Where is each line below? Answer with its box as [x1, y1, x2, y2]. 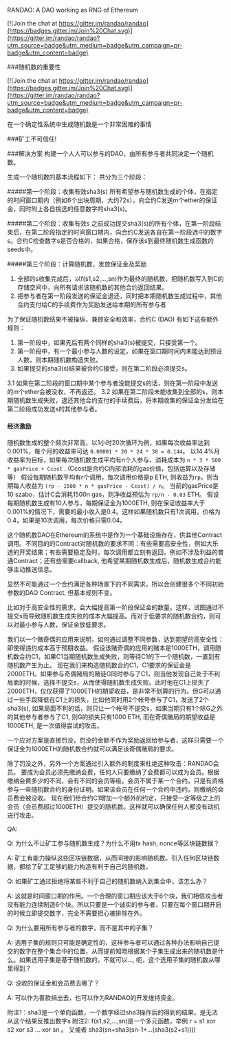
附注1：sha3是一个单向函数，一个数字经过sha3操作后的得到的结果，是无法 [7, 1008, 219, 1017]
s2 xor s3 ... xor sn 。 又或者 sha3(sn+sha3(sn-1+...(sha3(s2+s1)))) [7, 1026, 196, 1034]
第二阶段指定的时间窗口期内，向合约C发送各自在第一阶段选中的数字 [30, 228, 223, 236]
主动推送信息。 [12, 565, 56, 573]
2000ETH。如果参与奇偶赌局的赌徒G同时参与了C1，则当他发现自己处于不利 [7, 669, 221, 678]
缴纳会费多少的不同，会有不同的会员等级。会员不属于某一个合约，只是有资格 [7, 776, 224, 785]
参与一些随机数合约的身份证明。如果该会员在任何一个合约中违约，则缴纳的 [7, 785, 218, 794]
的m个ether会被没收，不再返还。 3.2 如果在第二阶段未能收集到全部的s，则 [7, 388, 218, 395]
